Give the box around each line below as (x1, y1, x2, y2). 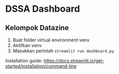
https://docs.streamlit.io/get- (43, 58, 105, 64)
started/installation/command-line (5, 63, 77, 69)
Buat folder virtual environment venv (12, 37, 90, 43)
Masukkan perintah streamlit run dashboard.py (12, 48, 114, 54)
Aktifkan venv (12, 42, 42, 48)
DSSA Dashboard (5, 3, 80, 15)
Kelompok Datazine (5, 23, 69, 32)
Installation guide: (5, 58, 43, 64)
